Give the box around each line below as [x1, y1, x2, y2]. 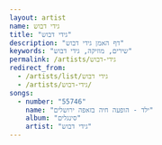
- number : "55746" [17, 96, 87, 106]
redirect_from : [9, 64, 67, 73]
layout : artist [9, 13, 67, 23]
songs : [9, 88, 34, 97]
